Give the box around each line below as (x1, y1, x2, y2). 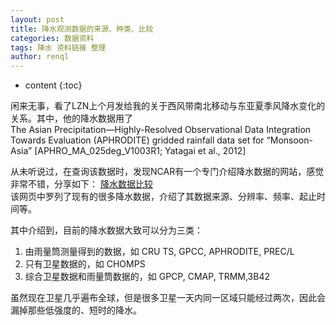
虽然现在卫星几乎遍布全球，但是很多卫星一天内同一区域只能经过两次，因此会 (10, 292, 326, 304)
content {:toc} (24, 79, 83, 91)
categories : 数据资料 (10, 33, 95, 43)
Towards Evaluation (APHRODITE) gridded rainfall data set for (10, 134, 265, 146)
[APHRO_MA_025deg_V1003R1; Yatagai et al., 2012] (34, 145, 247, 157)
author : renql (10, 52, 70, 62)
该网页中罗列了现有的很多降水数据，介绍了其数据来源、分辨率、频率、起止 (10, 191, 317, 203)
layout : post (10, 14, 65, 25)
